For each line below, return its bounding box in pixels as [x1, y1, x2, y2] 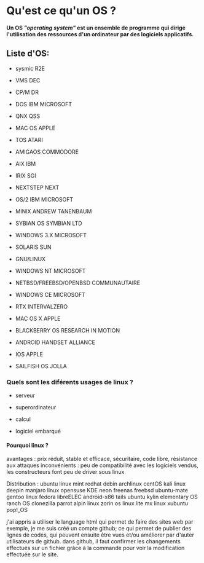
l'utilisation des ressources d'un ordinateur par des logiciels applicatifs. [6, 30, 194, 37]
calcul [15, 415, 31, 423]
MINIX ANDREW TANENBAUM [15, 207, 92, 215]
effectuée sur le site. [6, 551, 58, 558]
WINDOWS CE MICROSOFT [15, 291, 86, 298]
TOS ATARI [15, 136, 43, 143]
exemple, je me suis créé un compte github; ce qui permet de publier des [6, 525, 192, 532]
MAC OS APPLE [15, 124, 56, 132]
